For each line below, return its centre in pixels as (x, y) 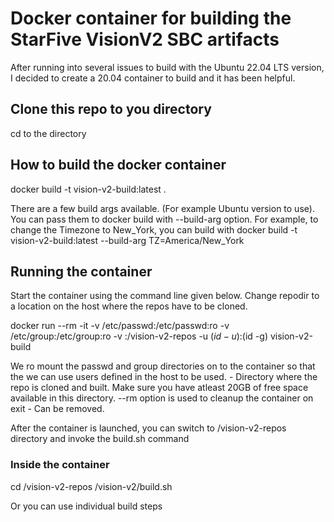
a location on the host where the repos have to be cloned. (129, 306)
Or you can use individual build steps (86, 506)
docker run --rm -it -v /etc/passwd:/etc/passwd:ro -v (120, 326)
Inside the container (60, 465)
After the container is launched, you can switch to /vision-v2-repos (148, 428)
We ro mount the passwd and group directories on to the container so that (163, 366)
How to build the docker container (118, 165)
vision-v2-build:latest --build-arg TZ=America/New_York (127, 240)
